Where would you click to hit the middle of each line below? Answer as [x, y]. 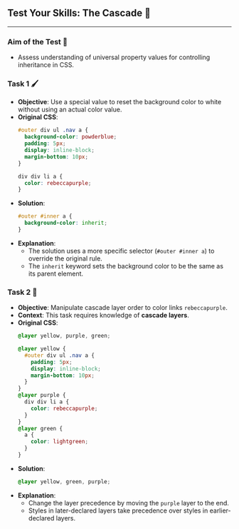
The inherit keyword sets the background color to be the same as [126, 266]
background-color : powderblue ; [71, 137]
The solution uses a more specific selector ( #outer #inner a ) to [121, 251]
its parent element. [56, 273]
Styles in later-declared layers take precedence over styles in [118, 510]
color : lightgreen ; [60, 442]
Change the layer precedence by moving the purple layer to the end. [129, 503]
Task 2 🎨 [22, 292]
